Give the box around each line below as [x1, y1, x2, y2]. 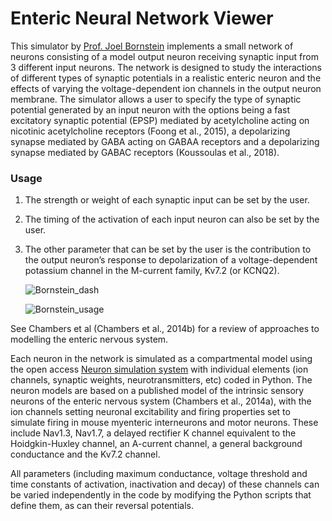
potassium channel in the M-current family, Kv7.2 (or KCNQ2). [24, 265, 280, 277]
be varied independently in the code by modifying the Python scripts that [10, 489, 312, 501]
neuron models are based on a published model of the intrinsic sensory [10, 385, 305, 397]
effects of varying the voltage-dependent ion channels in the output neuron [10, 82, 322, 94]
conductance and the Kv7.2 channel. [10, 448, 161, 461]
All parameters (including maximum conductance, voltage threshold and [10, 468, 308, 480]
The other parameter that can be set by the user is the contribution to [24, 243, 312, 256]
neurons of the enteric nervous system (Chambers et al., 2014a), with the [10, 395, 312, 407]
